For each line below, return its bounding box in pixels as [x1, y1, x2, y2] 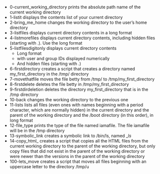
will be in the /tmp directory [9, 128, 65, 133]
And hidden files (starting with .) [16, 61, 81, 66]
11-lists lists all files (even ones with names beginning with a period [9, 102, 144, 108]
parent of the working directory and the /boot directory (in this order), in [9, 112, 154, 118]
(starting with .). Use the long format [9, 40, 82, 46]
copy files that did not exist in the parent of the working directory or [9, 148, 145, 154]
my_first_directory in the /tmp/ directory [9, 71, 89, 77]
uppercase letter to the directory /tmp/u [9, 164, 89, 169]
